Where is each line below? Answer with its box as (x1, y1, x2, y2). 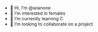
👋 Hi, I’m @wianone (10, 5, 51, 11)
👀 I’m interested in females (10, 10, 66, 16)
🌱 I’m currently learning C (10, 16, 64, 21)
